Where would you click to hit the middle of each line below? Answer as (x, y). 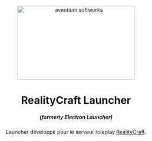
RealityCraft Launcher (76, 101)
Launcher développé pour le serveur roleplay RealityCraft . (76, 132)
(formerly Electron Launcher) (76, 117)
